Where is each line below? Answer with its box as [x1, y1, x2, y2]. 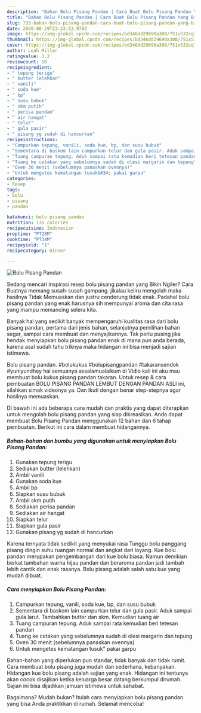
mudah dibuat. [7, 572, 42, 579]
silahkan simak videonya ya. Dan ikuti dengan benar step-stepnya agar [7, 386, 181, 394]
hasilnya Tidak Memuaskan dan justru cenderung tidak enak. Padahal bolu [7, 294, 190, 301]
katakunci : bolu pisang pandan [7, 214, 85, 220]
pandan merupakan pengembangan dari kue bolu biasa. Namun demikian [7, 553, 187, 560]
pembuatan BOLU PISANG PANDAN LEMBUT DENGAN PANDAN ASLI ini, [7, 380, 185, 388]
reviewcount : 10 [7, 59, 47, 65]
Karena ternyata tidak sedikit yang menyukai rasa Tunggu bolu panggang [7, 540, 187, 547]
